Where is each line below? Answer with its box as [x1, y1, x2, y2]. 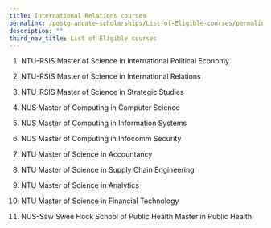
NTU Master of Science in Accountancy [20, 149, 153, 159]
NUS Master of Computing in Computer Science [20, 103, 180, 112]
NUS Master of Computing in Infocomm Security [20, 134, 182, 144]
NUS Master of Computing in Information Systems [20, 118, 187, 128]
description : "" [9, 26, 64, 35]
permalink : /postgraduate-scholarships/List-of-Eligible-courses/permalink [9, 19, 269, 27]
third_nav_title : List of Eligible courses [9, 34, 158, 43]
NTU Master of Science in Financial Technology [20, 196, 179, 206]
